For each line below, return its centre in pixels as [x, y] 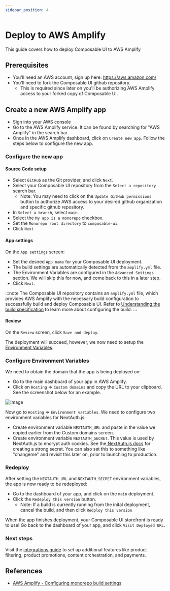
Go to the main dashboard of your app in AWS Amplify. [70, 381]
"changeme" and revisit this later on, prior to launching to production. [85, 454]
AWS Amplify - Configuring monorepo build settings [67, 583]
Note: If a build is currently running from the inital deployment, [85, 505]
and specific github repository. [52, 207]
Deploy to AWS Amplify [56, 35]
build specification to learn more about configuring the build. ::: [71, 309]
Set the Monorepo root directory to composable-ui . [65, 223]
